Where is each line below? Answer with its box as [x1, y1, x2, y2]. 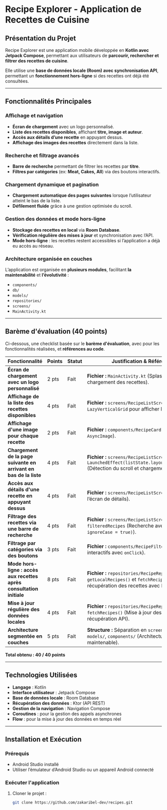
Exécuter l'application [5, 779, 60, 786]
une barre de [7, 525, 39, 532]
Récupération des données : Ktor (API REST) [12, 700, 105, 706]
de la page [7, 453, 33, 460]
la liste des [7, 399, 34, 406]
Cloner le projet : [12, 791, 47, 797]
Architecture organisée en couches [5, 255, 92, 262]
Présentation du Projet [5, 34, 76, 42]
